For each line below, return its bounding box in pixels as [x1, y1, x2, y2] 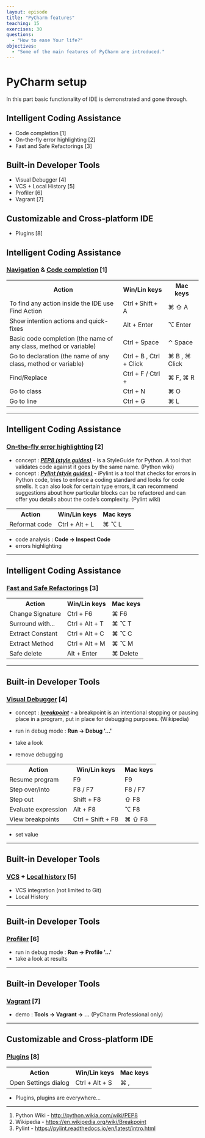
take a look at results [15, 955, 68, 962]
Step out [9, 795, 34, 804]
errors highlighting [15, 542, 62, 549]
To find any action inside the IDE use [9, 299, 114, 308]
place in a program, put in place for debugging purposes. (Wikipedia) [15, 715, 189, 722]
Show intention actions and [9, 316, 87, 325]
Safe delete [9, 649, 43, 658]
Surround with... [9, 619, 55, 628]
